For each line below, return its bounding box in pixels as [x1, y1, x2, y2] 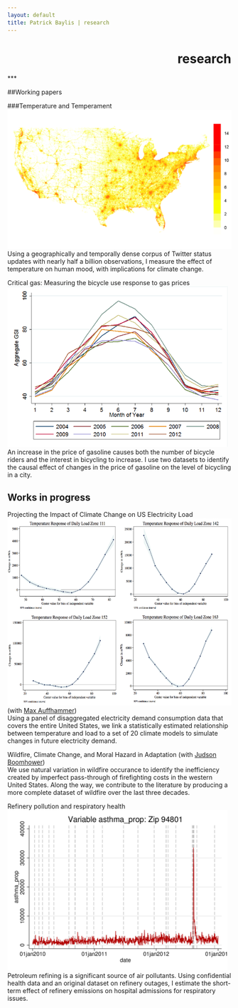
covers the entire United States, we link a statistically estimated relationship [7, 721, 229, 730]
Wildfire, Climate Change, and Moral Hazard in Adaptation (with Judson [7, 751, 217, 758]
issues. [7, 994, 28, 1002]
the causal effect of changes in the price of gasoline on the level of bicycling [7, 463, 232, 472]
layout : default [7, 11, 55, 19]
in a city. [7, 470, 32, 479]
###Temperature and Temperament [7, 102, 112, 110]
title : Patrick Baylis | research [7, 19, 110, 26]
